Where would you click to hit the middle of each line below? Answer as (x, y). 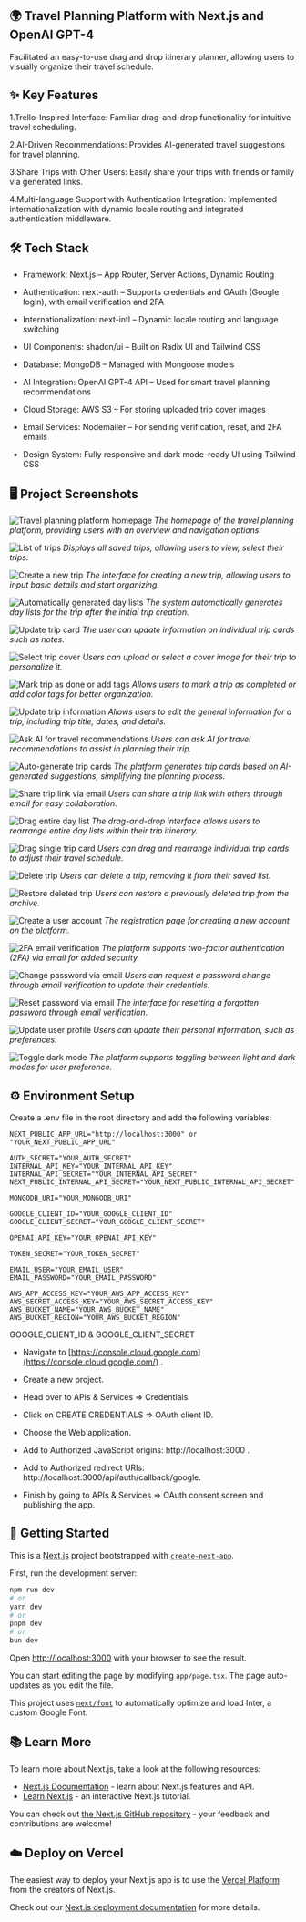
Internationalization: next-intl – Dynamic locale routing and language (150, 320)
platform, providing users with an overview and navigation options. (136, 530)
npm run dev (32, 1590)
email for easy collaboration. (64, 803)
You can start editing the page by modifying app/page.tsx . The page (138, 1676)
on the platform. (40, 930)
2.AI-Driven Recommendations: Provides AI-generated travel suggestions (147, 144)
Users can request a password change (198, 976)
